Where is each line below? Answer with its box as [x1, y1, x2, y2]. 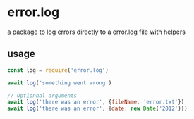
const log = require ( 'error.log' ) [7, 66, 109, 74]
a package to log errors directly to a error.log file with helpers [7, 27, 186, 36]
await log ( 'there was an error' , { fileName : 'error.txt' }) [7, 99, 185, 106]
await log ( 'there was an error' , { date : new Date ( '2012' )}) [7, 105, 188, 113]
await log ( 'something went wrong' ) [7, 79, 112, 87]
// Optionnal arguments [7, 92, 78, 99]
